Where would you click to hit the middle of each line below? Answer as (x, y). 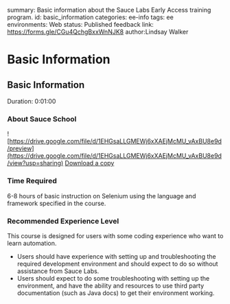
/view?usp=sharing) (35, 163)
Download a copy (90, 163)
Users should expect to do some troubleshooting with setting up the (113, 278)
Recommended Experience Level (63, 221)
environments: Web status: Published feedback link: (81, 24)
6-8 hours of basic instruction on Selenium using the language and (102, 196)
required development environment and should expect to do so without (117, 264)
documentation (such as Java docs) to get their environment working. (116, 293)
